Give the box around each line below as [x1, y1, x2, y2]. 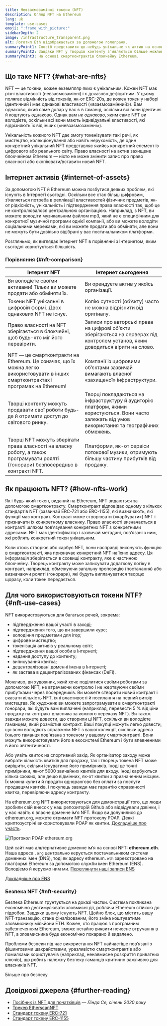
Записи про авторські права [84, 319, 153, 326]
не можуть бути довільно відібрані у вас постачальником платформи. [5, 229, 154, 234]
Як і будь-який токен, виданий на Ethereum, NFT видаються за [5, 498, 138, 504]
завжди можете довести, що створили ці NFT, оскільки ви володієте [5, 716, 151, 722]
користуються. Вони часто [84, 410, 150, 416]
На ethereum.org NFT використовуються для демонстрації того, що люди [5, 799, 162, 805]
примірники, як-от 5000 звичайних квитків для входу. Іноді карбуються [5, 768, 158, 774]
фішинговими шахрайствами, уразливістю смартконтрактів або [5, 946, 141, 952]
